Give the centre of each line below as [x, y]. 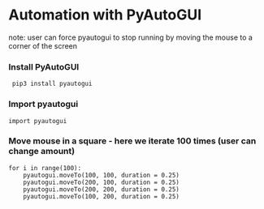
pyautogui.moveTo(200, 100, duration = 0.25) [102, 182]
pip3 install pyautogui [52, 84]
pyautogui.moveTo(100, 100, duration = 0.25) [102, 175]
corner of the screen [43, 45]
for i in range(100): [45, 168]
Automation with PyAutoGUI [105, 15]
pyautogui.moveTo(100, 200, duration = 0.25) [102, 196]
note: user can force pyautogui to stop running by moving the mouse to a [131, 37]
